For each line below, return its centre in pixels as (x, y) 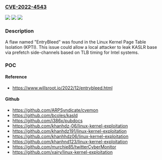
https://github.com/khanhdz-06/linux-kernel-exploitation (70, 126)
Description (20, 31)
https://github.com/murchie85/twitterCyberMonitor (64, 147)
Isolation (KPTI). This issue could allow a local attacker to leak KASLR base (81, 47)
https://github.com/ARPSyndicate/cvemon (55, 110)
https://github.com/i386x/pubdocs (47, 120)
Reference (16, 77)
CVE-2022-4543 (26, 7)
